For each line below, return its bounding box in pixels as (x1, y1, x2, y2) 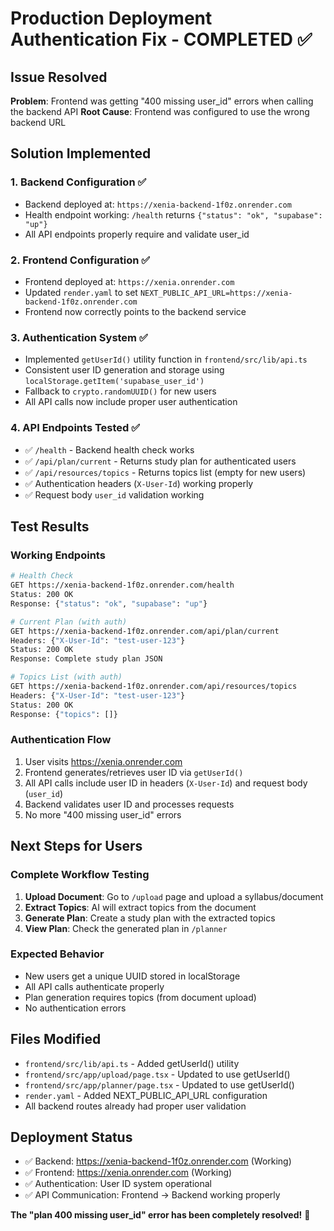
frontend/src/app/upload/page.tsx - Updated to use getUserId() (24, 1068, 291, 1080)
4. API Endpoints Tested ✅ (10, 421, 141, 435)
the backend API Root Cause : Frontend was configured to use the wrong (10, 106, 310, 117)
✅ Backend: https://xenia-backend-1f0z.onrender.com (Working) (24, 1155, 292, 1167)
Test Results (10, 518, 90, 535)
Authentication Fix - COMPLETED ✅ (10, 28, 313, 51)
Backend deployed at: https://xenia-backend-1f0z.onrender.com (24, 198, 292, 210)
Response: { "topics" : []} (10, 709, 118, 719)
